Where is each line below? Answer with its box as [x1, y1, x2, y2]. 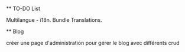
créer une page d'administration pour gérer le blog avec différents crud [6, 40, 180, 46]
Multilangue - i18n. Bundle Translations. [6, 17, 102, 23]
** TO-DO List [6, 5, 40, 12]
